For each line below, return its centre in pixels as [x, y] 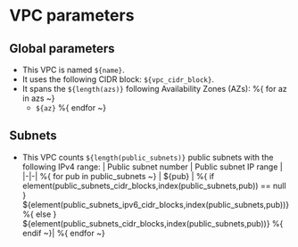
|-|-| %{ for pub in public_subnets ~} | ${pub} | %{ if [118, 176]
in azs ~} [38, 98]
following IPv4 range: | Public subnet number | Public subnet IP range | [152, 167]
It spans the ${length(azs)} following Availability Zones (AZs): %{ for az [154, 89]
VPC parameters [72, 16]
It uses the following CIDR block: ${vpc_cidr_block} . [118, 79]
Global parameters [62, 49]
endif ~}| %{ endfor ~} [63, 233]
